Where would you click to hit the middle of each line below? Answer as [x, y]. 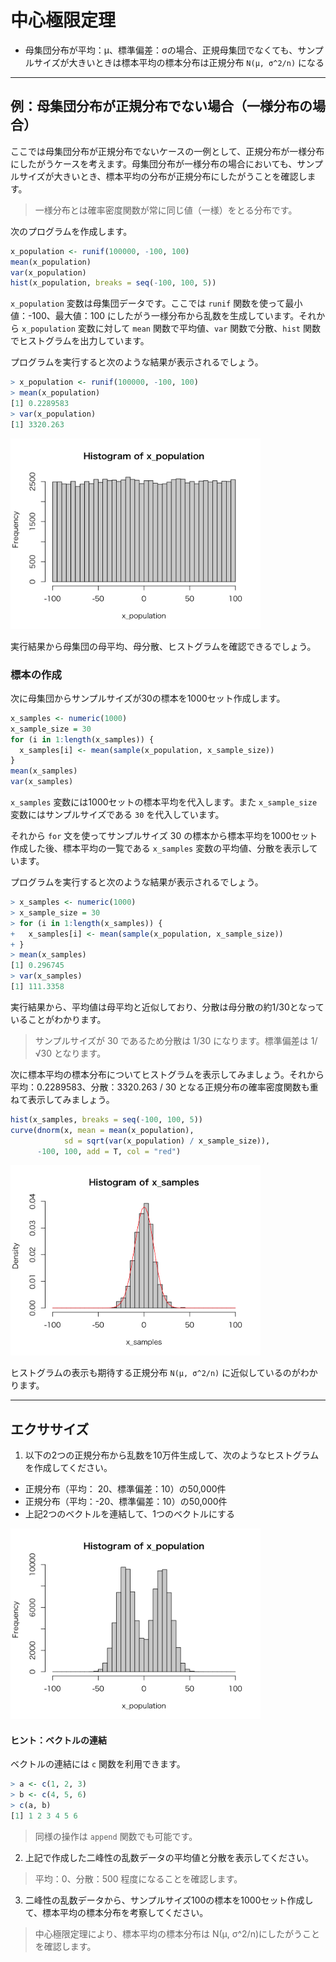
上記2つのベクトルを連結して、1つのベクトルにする [130, 1514]
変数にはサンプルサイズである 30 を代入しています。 [117, 815]
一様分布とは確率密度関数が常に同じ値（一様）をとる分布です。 [166, 210]
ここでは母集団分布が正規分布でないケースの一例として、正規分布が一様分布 [167, 151]
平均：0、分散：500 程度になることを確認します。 [138, 1878]
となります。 [80, 1053]
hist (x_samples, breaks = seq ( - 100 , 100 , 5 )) [106, 1119]
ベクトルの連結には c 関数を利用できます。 [98, 1764]
